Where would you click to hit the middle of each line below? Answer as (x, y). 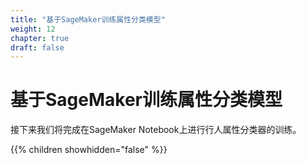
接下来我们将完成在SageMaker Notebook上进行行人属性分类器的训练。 (156, 130)
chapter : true (40, 38)
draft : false (37, 47)
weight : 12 (33, 29)
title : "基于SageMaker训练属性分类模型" (88, 19)
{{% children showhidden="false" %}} (89, 150)
